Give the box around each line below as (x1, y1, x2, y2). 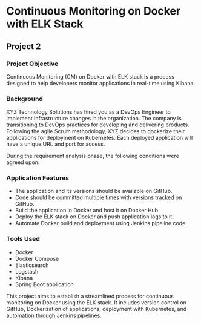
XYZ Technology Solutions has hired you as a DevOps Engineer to (6, 108, 171, 116)
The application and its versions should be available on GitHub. (15, 188, 173, 195)
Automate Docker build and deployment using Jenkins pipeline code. (15, 220, 188, 227)
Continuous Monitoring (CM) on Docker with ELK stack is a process (6, 73, 174, 80)
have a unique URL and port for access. (6, 140, 105, 148)
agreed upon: (6, 159, 40, 166)
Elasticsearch (15, 261, 49, 269)
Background (6, 94, 44, 103)
